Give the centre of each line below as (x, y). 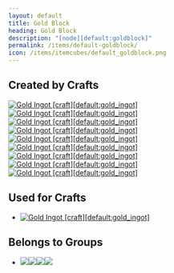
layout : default (35, 16)
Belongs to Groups (56, 242)
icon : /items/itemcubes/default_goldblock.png (87, 53)
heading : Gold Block (43, 30)
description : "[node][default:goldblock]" (80, 38)
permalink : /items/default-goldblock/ (73, 46)
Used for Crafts (47, 198)
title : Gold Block (39, 23)
